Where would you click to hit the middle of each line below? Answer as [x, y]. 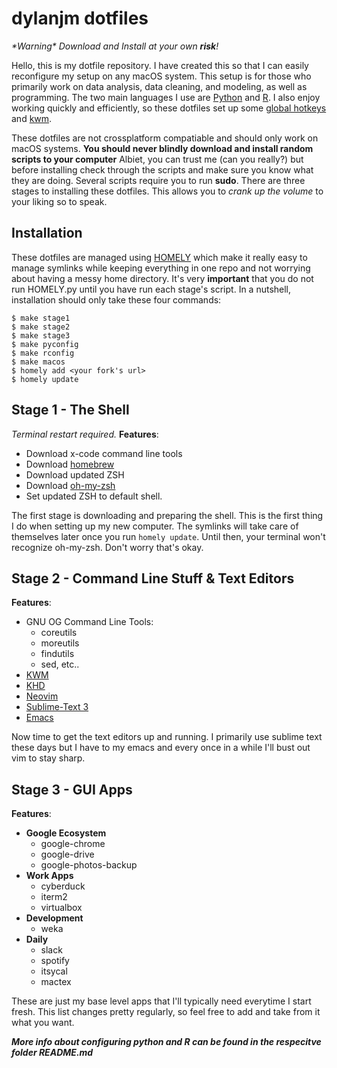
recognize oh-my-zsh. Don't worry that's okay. [107, 547]
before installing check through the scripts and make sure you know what [162, 169]
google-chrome [73, 844]
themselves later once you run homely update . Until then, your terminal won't [168, 536]
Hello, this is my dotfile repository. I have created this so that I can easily [160, 65]
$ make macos [38, 362]
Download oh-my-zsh [70, 485]
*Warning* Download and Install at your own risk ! [115, 46]
